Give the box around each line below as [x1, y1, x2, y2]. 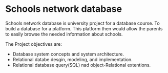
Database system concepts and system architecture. [12, 51, 124, 57]
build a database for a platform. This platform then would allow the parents [5, 25, 163, 31]
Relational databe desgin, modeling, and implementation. [12, 56, 133, 62]
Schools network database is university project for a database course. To [5, 20, 160, 26]
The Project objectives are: [5, 41, 62, 47]
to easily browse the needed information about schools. [5, 31, 123, 37]
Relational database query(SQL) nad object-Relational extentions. [12, 62, 151, 68]
